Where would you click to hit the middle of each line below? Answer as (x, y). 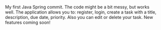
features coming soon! (28, 22)
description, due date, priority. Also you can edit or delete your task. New (79, 17)
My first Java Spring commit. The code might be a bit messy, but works (77, 7)
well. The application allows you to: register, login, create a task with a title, (81, 12)
